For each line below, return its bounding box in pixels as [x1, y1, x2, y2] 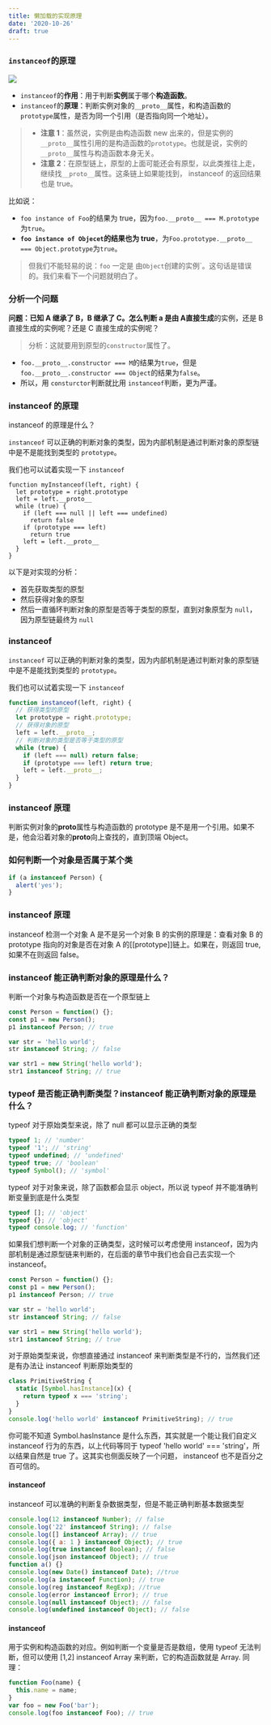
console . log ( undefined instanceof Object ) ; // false [8, 1606, 190, 1614]
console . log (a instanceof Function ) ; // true [8, 1575, 164, 1584]
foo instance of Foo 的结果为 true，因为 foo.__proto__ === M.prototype [19, 212, 260, 223]
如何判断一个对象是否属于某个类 [8, 855, 133, 866]
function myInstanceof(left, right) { [8, 481, 139, 489]
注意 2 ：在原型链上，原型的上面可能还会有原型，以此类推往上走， [40, 158, 260, 168]
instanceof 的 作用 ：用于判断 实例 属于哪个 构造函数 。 [19, 90, 192, 100]
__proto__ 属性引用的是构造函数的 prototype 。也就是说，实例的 [40, 138, 248, 148]
